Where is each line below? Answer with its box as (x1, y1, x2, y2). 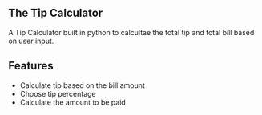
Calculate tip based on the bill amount (19, 80, 146, 90)
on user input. (8, 36, 54, 46)
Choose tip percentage (19, 89, 96, 98)
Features (8, 59, 54, 73)
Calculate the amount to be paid (19, 97, 126, 107)
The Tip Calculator (8, 6, 103, 20)
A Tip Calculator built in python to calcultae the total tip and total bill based (8, 27, 255, 37)
